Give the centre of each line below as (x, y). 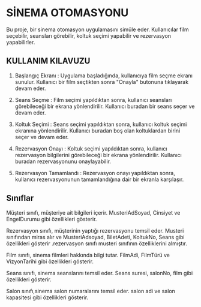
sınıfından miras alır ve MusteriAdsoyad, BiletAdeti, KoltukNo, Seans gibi (95, 237)
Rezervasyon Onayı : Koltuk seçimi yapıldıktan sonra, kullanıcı (91, 148)
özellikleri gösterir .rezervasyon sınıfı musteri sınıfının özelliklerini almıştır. (97, 243)
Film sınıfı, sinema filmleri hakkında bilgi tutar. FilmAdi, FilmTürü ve (88, 255)
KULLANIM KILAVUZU (48, 61)
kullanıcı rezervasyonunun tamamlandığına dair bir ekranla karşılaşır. (99, 179)
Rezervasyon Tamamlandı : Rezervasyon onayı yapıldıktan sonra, (95, 173)
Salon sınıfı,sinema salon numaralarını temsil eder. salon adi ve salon (91, 291)
